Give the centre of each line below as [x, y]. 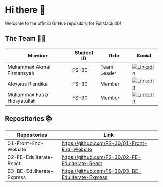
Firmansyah [21, 73]
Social [144, 56]
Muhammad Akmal [29, 67]
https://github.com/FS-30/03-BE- [101, 171]
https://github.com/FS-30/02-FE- [101, 157]
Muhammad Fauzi [28, 94]
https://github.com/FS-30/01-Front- [104, 143]
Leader [108, 73]
